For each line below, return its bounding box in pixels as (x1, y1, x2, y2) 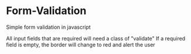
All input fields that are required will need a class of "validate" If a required (6, 35, 186, 42)
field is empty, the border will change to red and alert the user (6, 41, 155, 48)
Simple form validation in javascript (6, 23, 91, 31)
